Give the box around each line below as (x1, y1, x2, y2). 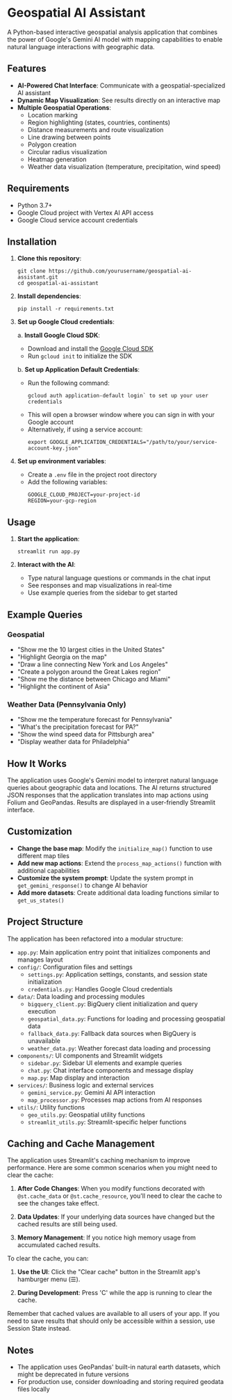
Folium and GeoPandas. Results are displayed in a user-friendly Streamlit (7, 798, 216, 807)
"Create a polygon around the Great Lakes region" (17, 667, 161, 675)
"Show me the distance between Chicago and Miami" (17, 675, 171, 683)
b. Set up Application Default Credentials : (17, 365, 140, 374)
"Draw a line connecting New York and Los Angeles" (17, 660, 168, 668)
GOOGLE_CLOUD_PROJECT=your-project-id (27, 491, 140, 498)
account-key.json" (27, 445, 81, 452)
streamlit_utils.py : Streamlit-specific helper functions (27, 1117, 187, 1126)
